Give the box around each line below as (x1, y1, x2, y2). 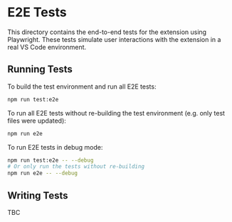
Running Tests (7, 63, 73, 75)
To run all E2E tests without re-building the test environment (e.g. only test (7, 109, 226, 117)
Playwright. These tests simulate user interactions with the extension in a (7, 35, 221, 43)
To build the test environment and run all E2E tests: (7, 82, 157, 91)
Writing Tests (7, 189, 69, 201)
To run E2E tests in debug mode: (7, 143, 103, 151)
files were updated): (7, 116, 66, 125)
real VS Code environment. (7, 43, 87, 51)
